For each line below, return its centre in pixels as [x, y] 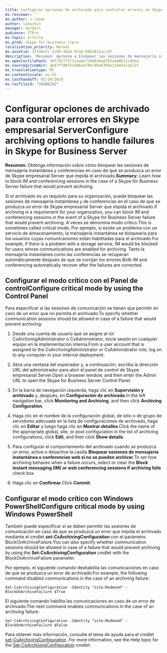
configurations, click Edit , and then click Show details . [68, 437]
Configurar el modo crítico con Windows [69, 498]
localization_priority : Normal [38, 47]
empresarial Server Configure [67, 130]
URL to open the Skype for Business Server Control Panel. [72, 380]
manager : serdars [23, 28]
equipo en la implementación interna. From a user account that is [78, 344]
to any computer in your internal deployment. [58, 355]
